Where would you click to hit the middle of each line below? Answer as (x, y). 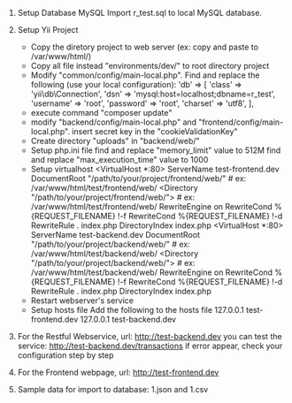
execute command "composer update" (101, 113)
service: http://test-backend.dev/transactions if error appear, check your (150, 346)
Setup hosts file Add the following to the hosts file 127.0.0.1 (138, 310)
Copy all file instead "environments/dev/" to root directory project (150, 66)
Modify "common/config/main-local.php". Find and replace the (145, 75)
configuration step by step (65, 355)
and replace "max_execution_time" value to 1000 (119, 160)
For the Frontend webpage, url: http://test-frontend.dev (118, 372)
